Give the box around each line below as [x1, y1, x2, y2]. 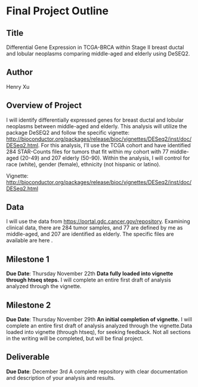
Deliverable [6, 352, 49, 362]
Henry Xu [6, 83, 30, 90]
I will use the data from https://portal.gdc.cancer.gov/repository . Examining [6, 218, 191, 225]
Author [6, 67, 33, 78]
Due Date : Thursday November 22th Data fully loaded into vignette [6, 270, 174, 277]
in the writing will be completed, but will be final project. [6, 335, 144, 342]
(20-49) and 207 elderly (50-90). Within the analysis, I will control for [20, 154, 190, 162]
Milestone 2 [6, 300, 51, 310]
